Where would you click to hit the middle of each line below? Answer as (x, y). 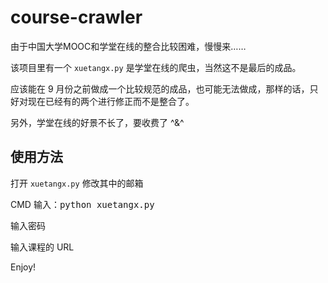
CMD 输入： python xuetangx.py (82, 204)
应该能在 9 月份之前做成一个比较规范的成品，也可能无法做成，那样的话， (160, 88)
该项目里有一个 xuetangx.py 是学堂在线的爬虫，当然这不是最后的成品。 (156, 67)
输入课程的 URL (42, 247)
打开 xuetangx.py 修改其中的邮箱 (77, 183)
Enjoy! (23, 267)
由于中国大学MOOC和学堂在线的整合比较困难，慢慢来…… (128, 46)
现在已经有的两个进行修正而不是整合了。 (111, 101)
